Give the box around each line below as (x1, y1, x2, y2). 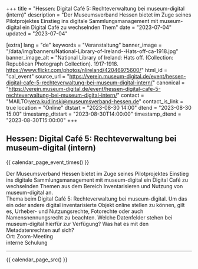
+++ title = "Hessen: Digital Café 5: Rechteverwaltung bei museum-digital (6, 5, 185, 12)
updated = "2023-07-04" (6, 30, 68, 37)
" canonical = (152, 79, 185, 86)
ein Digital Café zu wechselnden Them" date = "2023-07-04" (22, 24, 172, 31)
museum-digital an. (6, 189, 54, 196)
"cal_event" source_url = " (6, 73, 70, 80)
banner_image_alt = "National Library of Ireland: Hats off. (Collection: (6, 54, 174, 61)
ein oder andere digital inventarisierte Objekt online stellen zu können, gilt (6, 201, 185, 208)
